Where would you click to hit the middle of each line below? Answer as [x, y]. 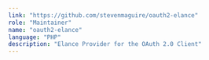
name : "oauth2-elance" [45, 30]
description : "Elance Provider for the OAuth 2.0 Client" [105, 44]
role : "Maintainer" [40, 23]
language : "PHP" [35, 37]
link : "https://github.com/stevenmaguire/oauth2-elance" [103, 15]
